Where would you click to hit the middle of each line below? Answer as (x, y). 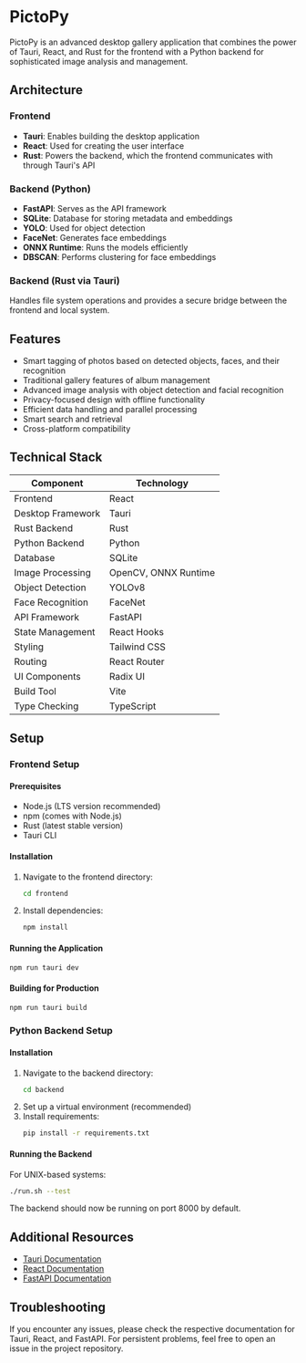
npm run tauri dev (44, 968)
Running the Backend (51, 1154)
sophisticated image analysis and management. (99, 61)
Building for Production (54, 988)
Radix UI (127, 676)
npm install (45, 928)
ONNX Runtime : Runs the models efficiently (105, 247)
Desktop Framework (57, 513)
